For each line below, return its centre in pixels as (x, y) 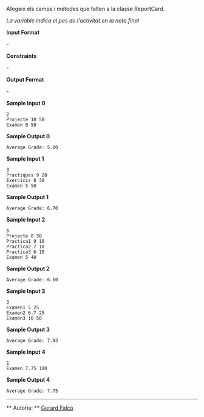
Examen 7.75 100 (27, 368)
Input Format (23, 32)
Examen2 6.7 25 (25, 313)
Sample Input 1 (25, 159)
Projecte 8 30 (24, 236)
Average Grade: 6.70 (32, 208)
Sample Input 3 (26, 291)
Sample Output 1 (27, 197)
